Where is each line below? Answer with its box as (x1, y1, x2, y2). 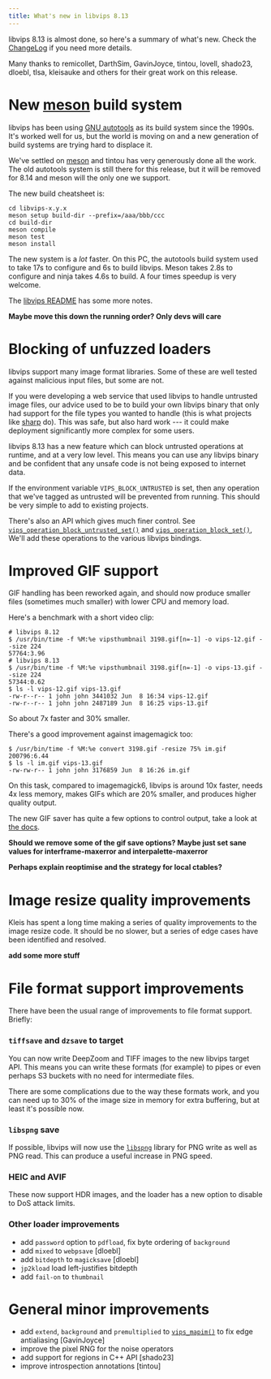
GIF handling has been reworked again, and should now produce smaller (8, 588, 251, 598)
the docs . (8, 822, 41, 832)
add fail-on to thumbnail (19, 1272, 105, 1282)
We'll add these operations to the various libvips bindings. (8, 533, 202, 543)
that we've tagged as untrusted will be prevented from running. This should (8, 491, 260, 501)
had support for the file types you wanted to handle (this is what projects (8, 408, 252, 418)
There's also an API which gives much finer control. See (8, 516, 196, 525)
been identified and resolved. (8, 935, 107, 945)
